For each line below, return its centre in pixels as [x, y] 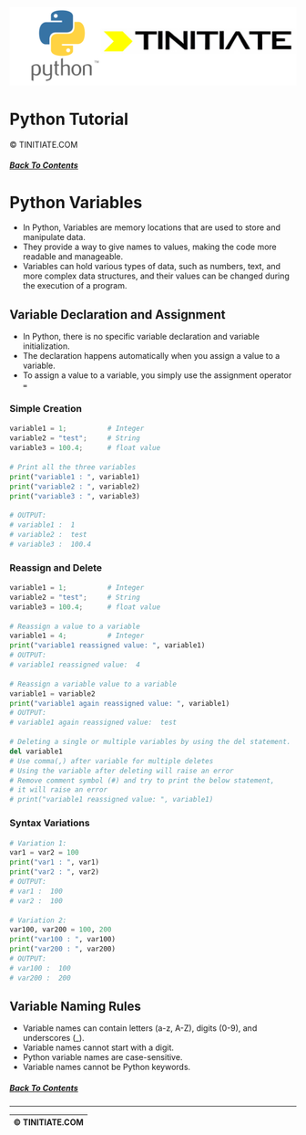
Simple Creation [46, 409]
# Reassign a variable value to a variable [93, 684]
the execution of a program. [75, 286]
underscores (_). [53, 1038]
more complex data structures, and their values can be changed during [156, 276]
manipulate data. [54, 237]
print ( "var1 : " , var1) [55, 862]
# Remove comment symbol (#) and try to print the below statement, [142, 780]
